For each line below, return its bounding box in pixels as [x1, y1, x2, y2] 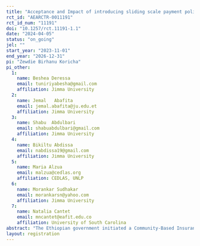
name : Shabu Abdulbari [17, 120, 76, 126]
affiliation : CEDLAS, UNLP [17, 176, 84, 182]
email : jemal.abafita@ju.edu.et [17, 103, 97, 109]
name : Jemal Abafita [17, 97, 73, 103]
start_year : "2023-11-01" [6, 48, 70, 54]
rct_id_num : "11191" [6, 20, 58, 26]
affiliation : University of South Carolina [17, 220, 127, 226]
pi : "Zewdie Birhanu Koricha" [6, 59, 82, 64]
